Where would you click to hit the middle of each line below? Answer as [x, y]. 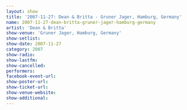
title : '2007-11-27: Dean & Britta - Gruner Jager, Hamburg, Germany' [94, 17]
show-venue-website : [31, 93]
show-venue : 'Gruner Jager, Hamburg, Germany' [64, 33]
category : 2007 [25, 49]
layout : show [22, 11]
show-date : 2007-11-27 [34, 44]
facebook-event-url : [31, 76]
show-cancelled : [26, 65]
